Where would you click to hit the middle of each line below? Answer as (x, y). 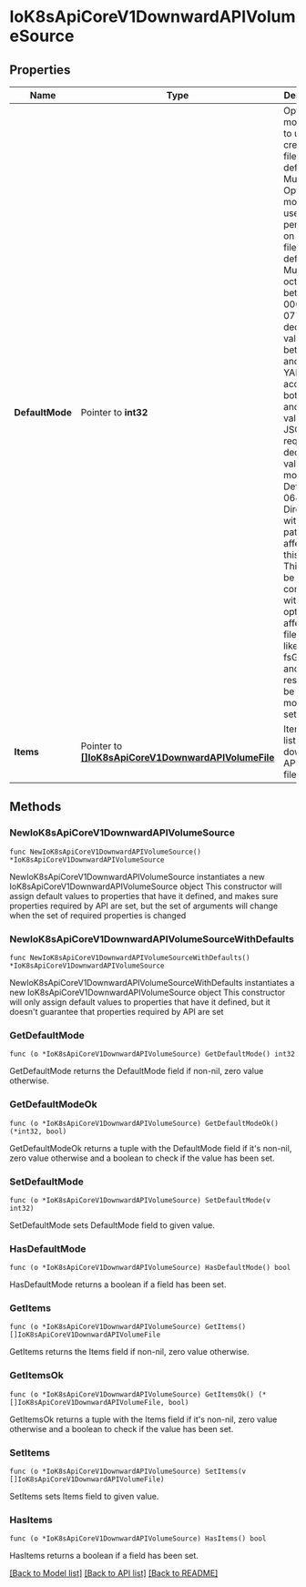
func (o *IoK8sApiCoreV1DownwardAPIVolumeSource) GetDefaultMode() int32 (153, 1054)
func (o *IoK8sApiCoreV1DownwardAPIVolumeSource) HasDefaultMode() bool (150, 1268)
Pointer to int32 (114, 412)
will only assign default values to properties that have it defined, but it (140, 1002)
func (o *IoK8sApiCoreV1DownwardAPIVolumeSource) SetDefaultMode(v (140, 1200)
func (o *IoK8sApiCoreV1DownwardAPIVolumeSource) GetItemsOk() (132, 1394)
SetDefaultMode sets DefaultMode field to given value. (112, 1225)
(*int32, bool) (38, 1131)
